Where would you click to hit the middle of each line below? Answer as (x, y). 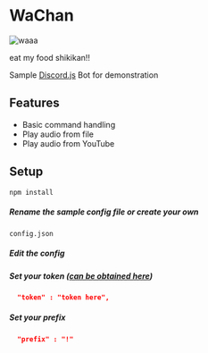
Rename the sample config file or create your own (104, 212)
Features (34, 103)
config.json (31, 233)
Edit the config (37, 253)
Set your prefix (37, 317)
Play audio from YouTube (68, 143)
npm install (31, 192)
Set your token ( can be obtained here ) (81, 276)
